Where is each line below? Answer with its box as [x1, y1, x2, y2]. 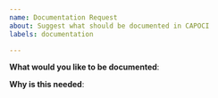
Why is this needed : [9, 79, 85, 90]
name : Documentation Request [9, 12, 118, 22]
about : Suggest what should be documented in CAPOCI [9, 21, 210, 30]
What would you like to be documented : [9, 61, 160, 72]
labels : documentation [9, 29, 94, 38]
